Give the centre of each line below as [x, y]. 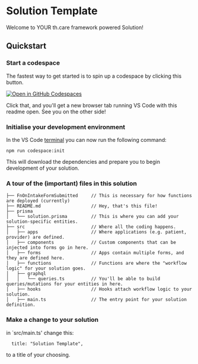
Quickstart [26, 46]
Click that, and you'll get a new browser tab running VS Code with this [92, 105]
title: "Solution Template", [47, 344]
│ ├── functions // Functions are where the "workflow [96, 263]
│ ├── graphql [26, 274]
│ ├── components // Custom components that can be [91, 243]
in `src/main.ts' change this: [40, 333]
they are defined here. [36, 258]
